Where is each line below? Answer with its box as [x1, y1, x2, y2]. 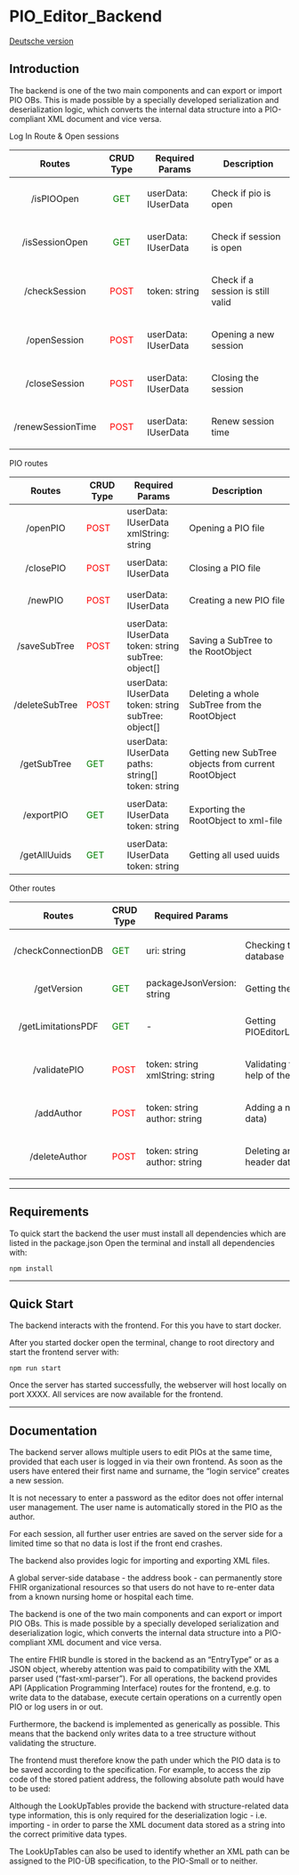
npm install [9, 1264, 53, 1273]
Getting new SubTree [189, 746, 278, 758]
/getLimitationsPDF [18, 1020, 99, 1032]
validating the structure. [9, 1738, 97, 1749]
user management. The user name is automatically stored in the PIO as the [9, 1502, 283, 1513]
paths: [126, 757, 153, 770]
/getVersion [34, 982, 83, 994]
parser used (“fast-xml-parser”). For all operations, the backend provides [9, 1673, 278, 1684]
